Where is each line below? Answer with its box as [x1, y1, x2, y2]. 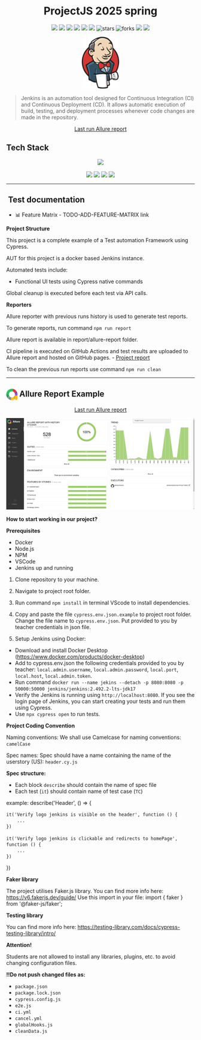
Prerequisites [6, 527, 41, 534]
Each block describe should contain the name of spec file [14, 781, 157, 789]
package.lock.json [14, 990, 61, 996]
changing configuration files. [6, 960, 77, 967]
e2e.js [14, 1003, 32, 1009]
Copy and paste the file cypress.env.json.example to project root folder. [14, 611, 192, 618]
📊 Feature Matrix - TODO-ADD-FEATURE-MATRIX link [14, 211, 150, 218]
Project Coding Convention [6, 722, 75, 729]
